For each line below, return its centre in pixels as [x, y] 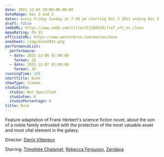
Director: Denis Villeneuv [30, 140]
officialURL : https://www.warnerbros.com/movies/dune [61, 37]
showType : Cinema [23, 83]
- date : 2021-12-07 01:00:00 [39, 64]
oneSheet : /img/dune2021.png [35, 42]
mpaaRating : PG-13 [24, 32]
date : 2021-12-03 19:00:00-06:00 [39, 10]
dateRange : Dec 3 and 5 [29, 14]
